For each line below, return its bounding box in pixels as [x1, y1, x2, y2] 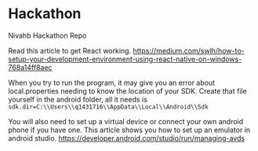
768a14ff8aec [8, 62, 53, 72]
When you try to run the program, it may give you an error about [8, 78, 216, 87]
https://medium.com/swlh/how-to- [133, 46, 245, 55]
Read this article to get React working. [8, 46, 132, 55]
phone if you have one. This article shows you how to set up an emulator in [8, 125, 251, 134]
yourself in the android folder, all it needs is [8, 94, 147, 104]
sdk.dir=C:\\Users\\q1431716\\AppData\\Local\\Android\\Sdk [8, 103, 209, 111]
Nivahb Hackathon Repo [8, 31, 87, 40]
